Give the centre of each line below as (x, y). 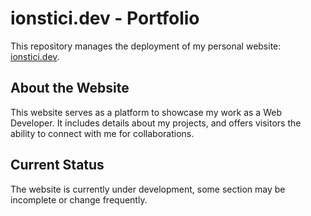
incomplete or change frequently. (79, 199)
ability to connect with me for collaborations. (102, 133)
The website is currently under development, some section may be (148, 189)
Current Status (57, 165)
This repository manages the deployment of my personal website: (146, 46)
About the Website (70, 88)
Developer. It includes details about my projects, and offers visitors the (156, 123)
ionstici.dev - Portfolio (105, 18)
